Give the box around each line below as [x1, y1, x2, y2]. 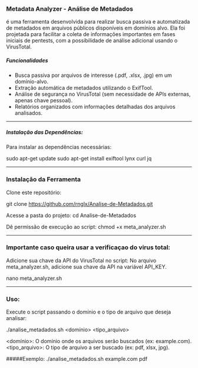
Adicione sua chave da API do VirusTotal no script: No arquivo [6, 257, 157, 264]
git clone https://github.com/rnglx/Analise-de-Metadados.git [6, 200, 153, 207]
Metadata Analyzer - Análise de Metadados [6, 5, 134, 13]
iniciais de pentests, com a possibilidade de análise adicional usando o [6, 37, 178, 44]
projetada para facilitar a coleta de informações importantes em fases [6, 31, 176, 38]
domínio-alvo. [14, 78, 49, 85]
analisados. [14, 109, 43, 117]
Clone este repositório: [6, 189, 62, 196]
